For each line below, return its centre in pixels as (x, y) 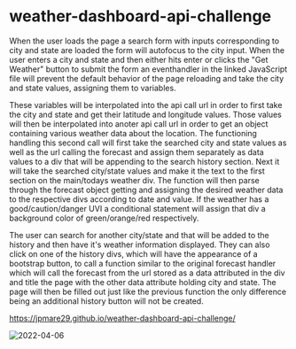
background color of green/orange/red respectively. (104, 218)
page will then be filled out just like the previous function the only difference (148, 291)
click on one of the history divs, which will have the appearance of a (134, 253)
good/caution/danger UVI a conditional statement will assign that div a (137, 208)
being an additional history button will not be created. (106, 301)
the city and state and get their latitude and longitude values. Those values (145, 114)
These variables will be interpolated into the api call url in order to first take (146, 105)
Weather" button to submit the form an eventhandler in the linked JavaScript (148, 69)
